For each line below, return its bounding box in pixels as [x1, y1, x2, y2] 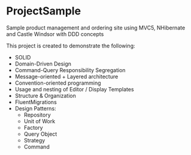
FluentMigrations [14, 98, 57, 106]
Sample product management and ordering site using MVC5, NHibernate [6, 24, 186, 31]
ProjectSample [6, 4, 81, 18]
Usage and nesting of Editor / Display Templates [14, 85, 134, 93]
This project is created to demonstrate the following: [6, 42, 136, 49]
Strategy [23, 136, 46, 144]
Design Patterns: [14, 105, 56, 112]
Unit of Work [23, 117, 56, 124]
